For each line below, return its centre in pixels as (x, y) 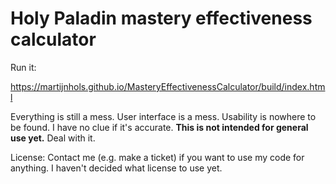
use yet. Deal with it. (53, 138)
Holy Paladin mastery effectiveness (161, 18)
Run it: (23, 67)
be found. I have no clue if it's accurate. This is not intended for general (159, 127)
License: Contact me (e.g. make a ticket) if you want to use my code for (157, 157)
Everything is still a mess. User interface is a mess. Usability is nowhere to (163, 116)
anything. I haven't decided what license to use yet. (116, 168)
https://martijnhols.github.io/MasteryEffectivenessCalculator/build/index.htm (168, 86)
